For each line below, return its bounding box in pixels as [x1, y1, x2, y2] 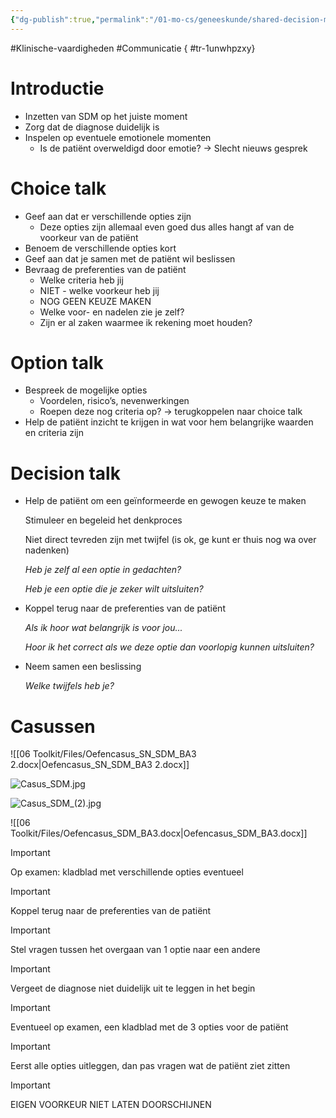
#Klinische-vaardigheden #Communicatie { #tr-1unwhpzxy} [10, 42, 256, 54]
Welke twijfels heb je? [24, 680, 115, 692]
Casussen [10, 715, 96, 738]
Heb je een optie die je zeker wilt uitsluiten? [24, 583, 204, 595]
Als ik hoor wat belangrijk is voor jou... [24, 622, 183, 634]
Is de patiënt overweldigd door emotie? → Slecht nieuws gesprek [39, 142, 308, 154]
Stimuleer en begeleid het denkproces [24, 514, 183, 526]
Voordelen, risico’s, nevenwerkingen [39, 395, 190, 407]
